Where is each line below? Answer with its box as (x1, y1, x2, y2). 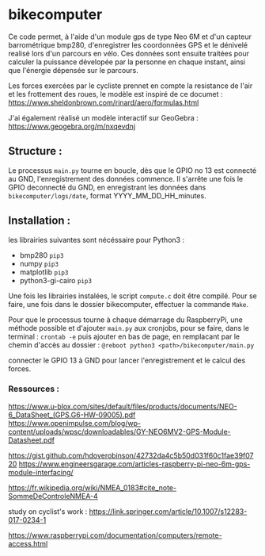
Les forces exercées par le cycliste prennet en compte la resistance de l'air (8, 81, 253, 90)
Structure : (8, 144, 62, 158)
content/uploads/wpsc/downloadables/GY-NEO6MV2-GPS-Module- (8, 427, 231, 436)
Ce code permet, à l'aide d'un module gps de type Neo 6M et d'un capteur (8, 32, 252, 41)
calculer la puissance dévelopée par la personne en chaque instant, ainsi (8, 57, 246, 67)
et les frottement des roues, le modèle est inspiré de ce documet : (8, 89, 223, 98)
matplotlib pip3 (19, 267, 69, 277)
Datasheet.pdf (8, 435, 55, 445)
